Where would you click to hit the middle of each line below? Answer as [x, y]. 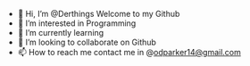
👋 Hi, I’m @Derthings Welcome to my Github [99, 14]
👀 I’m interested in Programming [77, 23]
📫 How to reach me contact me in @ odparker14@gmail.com [129, 52]
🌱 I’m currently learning [61, 33]
